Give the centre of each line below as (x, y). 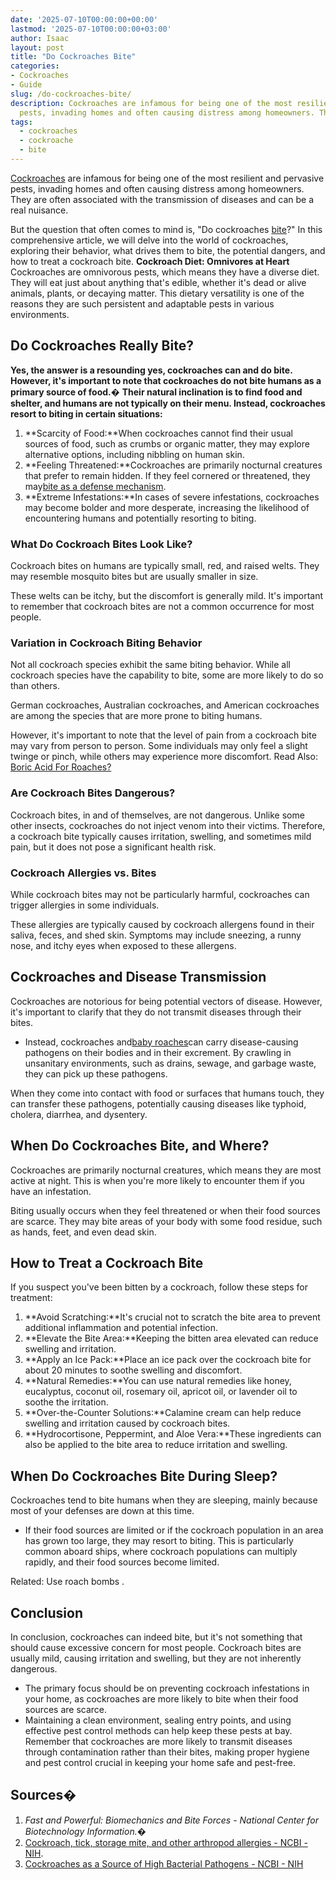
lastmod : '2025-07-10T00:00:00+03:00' (91, 29)
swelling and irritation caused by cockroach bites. (127, 1423)
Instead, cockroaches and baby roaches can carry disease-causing (161, 1042)
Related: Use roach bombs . (67, 1582)
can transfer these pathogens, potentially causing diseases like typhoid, (158, 1103)
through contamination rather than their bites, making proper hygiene (167, 1752)
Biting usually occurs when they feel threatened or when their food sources (165, 1210)
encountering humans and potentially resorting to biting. (140, 518)
